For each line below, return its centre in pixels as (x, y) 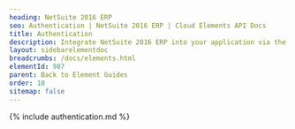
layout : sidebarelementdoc (59, 50)
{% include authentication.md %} (70, 117)
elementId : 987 (37, 67)
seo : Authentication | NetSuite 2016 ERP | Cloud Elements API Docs (138, 26)
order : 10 (27, 83)
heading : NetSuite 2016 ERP (61, 17)
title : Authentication (51, 34)
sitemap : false (37, 91)
